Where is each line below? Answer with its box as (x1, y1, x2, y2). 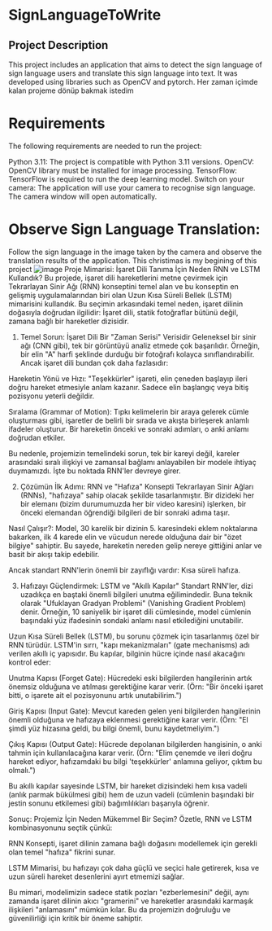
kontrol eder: (8, 657, 51, 667)
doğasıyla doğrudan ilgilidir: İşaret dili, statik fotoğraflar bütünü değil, (8, 307, 239, 317)
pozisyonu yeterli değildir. (8, 391, 95, 401)
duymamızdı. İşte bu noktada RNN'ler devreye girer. (8, 466, 181, 476)
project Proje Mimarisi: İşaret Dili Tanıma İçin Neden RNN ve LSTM (8, 264, 261, 274)
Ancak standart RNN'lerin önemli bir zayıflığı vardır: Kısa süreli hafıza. (8, 564, 241, 575)
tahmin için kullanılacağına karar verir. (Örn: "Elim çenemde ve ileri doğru (8, 748, 253, 758)
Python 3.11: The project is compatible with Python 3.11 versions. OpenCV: (8, 156, 254, 166)
